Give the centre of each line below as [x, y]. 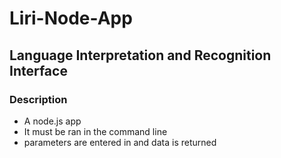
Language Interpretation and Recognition [140, 55]
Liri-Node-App [71, 18]
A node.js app [52, 121]
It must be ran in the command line [95, 131]
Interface [38, 70]
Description [38, 99]
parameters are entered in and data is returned [120, 142]
